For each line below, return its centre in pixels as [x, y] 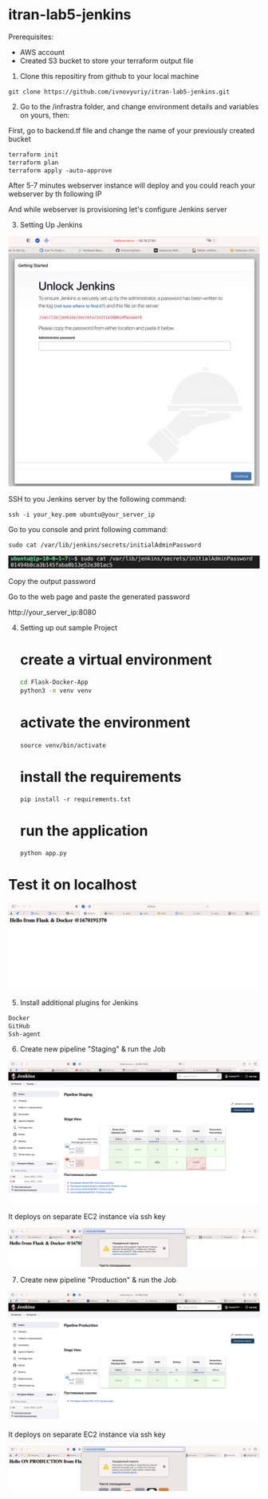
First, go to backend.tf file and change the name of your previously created [132, 130]
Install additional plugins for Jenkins [79, 1003]
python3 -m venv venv [56, 690]
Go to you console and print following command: [88, 529]
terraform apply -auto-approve [60, 170]
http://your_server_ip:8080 [52, 613]
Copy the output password [52, 582]
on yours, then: [45, 115]
